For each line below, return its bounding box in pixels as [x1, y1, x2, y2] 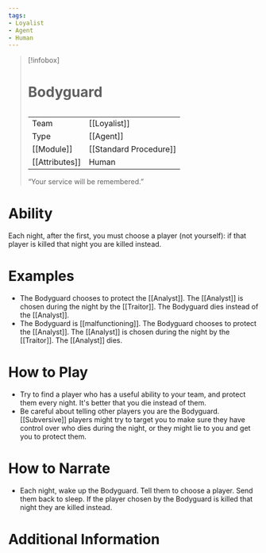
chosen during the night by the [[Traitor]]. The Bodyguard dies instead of [19, 301, 259, 311]
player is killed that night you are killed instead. [8, 239, 162, 248]
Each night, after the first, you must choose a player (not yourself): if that [8, 231, 247, 240]
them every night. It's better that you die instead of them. [19, 397, 206, 407]
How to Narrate [8, 459, 111, 478]
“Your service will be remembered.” [27, 177, 145, 186]
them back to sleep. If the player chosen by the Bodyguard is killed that [19, 493, 253, 504]
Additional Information [8, 530, 160, 548]
